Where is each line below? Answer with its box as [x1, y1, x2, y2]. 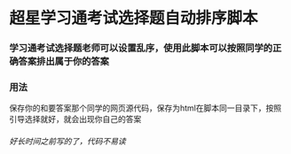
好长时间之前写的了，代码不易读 [9, 136, 126, 146]
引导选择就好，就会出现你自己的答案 [9, 114, 142, 125]
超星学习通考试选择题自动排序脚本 [9, 8, 259, 28]
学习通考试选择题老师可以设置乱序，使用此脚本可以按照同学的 [9, 42, 273, 54]
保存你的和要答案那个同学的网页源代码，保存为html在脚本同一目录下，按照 [9, 103, 282, 113]
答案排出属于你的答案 [18, 55, 109, 67]
